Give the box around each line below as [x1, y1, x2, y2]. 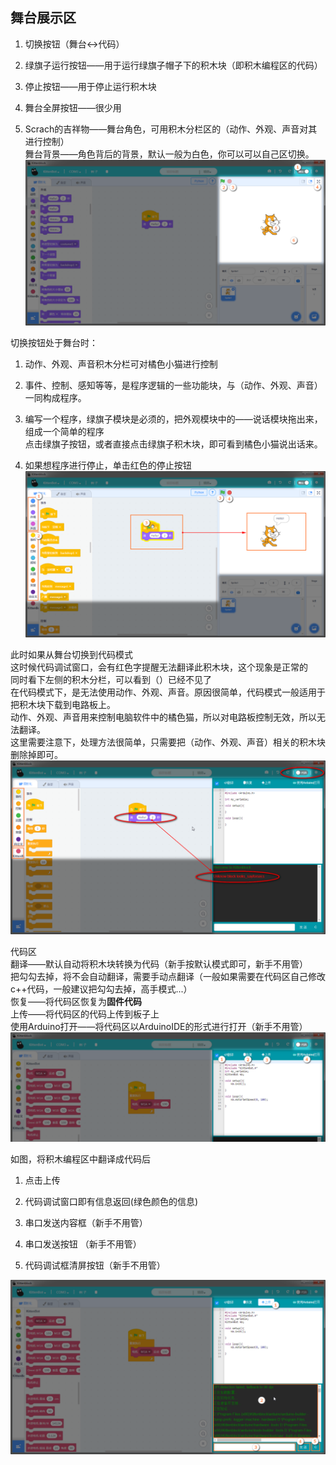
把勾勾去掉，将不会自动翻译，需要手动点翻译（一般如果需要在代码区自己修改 [10, 971, 326, 983]
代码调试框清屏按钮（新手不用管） [24, 1259, 166, 1272]
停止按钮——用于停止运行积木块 [24, 80, 157, 92]
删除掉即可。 [10, 748, 63, 760]
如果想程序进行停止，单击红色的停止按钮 [24, 459, 192, 472]
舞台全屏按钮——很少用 [24, 101, 122, 113]
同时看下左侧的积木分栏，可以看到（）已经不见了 [10, 673, 212, 685]
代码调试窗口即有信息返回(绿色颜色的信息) [24, 1196, 199, 1208]
